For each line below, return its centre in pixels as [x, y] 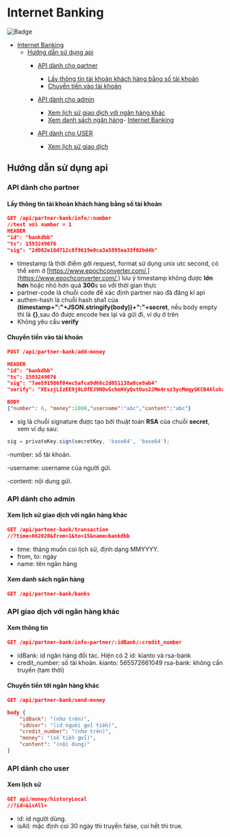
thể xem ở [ [33, 270]
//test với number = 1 [39, 225]
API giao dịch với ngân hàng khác [63, 611]
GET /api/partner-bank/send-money [56, 700]
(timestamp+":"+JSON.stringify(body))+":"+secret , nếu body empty [117, 307]
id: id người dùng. [42, 818]
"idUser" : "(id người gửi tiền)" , [68, 725]
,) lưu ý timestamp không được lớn [165, 278]
